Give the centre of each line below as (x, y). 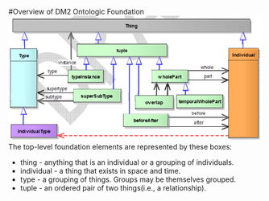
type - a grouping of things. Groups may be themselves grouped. (128, 179)
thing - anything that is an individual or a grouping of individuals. (127, 162)
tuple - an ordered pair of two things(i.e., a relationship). (113, 187)
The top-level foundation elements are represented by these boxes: (120, 146)
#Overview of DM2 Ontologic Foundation (77, 12)
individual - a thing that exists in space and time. (100, 170)
